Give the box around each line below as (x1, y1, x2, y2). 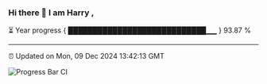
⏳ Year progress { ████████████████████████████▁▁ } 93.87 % (8, 25, 252, 35)
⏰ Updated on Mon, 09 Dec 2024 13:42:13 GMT (8, 52, 165, 61)
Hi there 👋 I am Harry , (8, 7, 95, 18)
